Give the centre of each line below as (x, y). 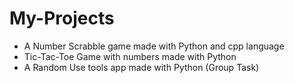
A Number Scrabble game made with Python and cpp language (154, 46)
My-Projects (62, 18)
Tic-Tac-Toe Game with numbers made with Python (130, 56)
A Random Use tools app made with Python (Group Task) (141, 67)
